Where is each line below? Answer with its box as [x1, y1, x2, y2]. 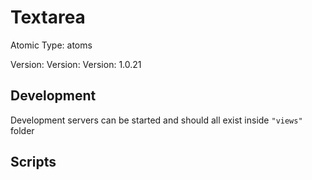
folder [10, 124, 35, 136]
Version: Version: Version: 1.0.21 [10, 58, 142, 70]
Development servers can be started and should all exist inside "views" [10, 114, 303, 126]
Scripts [10, 154, 57, 171]
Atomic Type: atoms [10, 39, 93, 51]
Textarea [10, 6, 86, 29]
